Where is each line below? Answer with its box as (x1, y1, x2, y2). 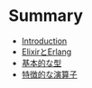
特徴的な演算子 (21, 69, 78, 80)
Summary (8, 5, 83, 26)
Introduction (21, 35, 68, 46)
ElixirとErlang (21, 46, 72, 57)
